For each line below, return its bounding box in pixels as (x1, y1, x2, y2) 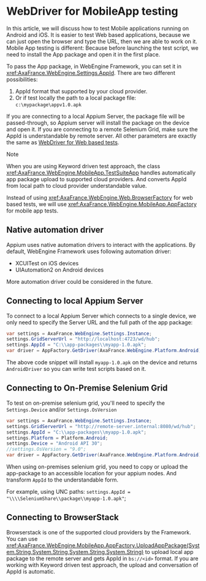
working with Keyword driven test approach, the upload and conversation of (6, 561, 199, 569)
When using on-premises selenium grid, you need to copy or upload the (6, 463, 188, 470)
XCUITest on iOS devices (15, 259, 79, 267)
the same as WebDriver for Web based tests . (6, 138, 120, 146)
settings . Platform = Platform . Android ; (6, 435, 109, 441)
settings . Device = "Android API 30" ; (6, 440, 103, 446)
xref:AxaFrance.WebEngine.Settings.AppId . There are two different (6, 69, 176, 76)
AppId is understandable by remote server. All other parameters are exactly (6, 132, 197, 139)
